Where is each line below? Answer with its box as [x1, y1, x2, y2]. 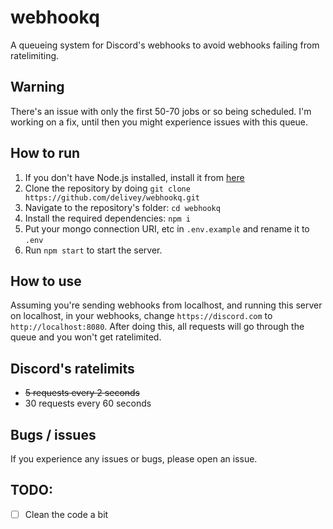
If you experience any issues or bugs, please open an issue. [10, 453, 258, 465]
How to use [10, 272, 82, 290]
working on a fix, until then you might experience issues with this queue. [10, 116, 309, 128]
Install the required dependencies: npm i [24, 212, 192, 224]
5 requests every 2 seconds [24, 387, 141, 399]
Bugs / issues [10, 426, 97, 443]
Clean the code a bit [24, 508, 109, 520]
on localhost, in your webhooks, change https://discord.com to [10, 310, 273, 322]
